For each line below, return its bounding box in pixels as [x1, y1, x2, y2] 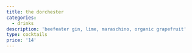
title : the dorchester [6, 9, 64, 15]
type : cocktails [6, 32, 48, 38]
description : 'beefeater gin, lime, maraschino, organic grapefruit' [6, 26, 187, 32]
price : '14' [6, 37, 37, 43]
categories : [6, 15, 37, 21]
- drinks [12, 20, 34, 26]
